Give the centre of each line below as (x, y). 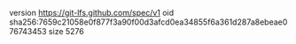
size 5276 (66, 31)
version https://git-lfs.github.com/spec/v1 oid (92, 13)
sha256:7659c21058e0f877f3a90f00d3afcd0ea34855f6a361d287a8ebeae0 (148, 22)
